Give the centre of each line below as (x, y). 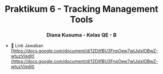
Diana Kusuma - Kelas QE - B (81, 35)
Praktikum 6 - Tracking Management (81, 9)
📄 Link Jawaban (27, 46)
